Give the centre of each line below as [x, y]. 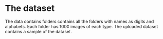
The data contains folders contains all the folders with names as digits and [80, 21]
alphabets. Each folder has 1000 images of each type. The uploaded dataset [81, 26]
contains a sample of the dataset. [38, 31]
